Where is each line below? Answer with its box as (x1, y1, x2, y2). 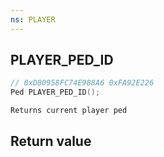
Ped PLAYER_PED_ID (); (10, 87, 101, 98)
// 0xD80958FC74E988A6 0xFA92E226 (10, 78, 155, 88)
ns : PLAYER (10, 14, 56, 25)
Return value (10, 132, 92, 150)
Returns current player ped (10, 106, 128, 116)
